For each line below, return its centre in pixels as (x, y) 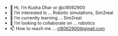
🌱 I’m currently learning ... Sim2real (46, 18)
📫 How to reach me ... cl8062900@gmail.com (57, 28)
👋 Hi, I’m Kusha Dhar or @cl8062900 (47, 8)
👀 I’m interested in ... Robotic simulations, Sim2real (61, 13)
